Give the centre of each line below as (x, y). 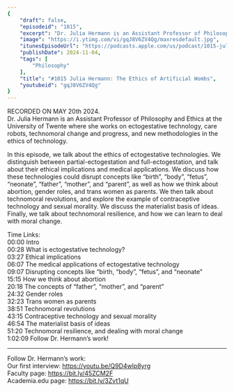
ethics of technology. (38, 141)
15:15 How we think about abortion (56, 279)
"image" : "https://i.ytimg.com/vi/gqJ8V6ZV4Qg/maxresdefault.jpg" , (119, 40)
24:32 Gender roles (35, 294)
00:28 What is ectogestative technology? (66, 250)
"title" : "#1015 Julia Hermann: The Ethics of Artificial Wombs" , (118, 78)
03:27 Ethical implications (44, 257)
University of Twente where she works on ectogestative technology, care (112, 126)
